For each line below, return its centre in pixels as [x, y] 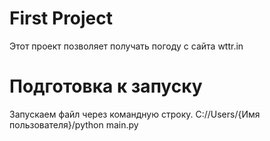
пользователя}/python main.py [74, 124]
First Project [61, 18]
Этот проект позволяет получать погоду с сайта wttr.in [126, 46]
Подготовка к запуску [106, 86]
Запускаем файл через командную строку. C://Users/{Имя [135, 114]
